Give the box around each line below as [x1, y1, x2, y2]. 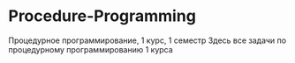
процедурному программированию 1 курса [8, 44, 173, 54]
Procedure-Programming [8, 6, 196, 26]
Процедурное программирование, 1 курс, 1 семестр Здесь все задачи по [8, 35, 287, 45]
